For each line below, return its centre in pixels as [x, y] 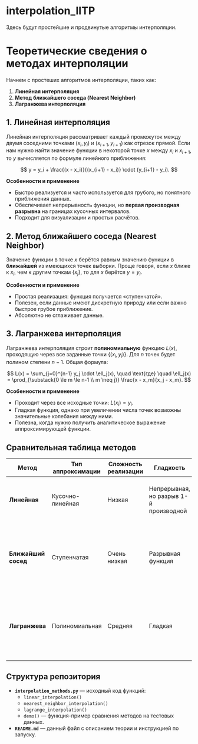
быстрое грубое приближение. [54, 309]
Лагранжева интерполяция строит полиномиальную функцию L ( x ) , [92, 348]
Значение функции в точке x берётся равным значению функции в [90, 260]
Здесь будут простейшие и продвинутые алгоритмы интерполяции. [91, 27]
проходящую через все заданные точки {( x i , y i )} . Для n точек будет [91, 355]
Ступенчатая [70, 558]
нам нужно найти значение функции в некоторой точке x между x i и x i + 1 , [99, 151]
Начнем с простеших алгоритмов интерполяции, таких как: [81, 80]
